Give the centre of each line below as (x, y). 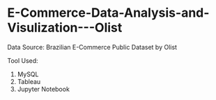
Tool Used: (23, 60)
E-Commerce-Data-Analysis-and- (108, 13)
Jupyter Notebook (43, 89)
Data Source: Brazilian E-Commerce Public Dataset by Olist (92, 47)
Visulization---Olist (65, 28)
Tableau (29, 81)
